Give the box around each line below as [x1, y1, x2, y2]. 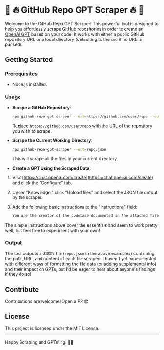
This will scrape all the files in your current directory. [12, 156, 118, 161]
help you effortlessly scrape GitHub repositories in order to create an [5, 26, 143, 32]
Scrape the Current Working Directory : [12, 137, 93, 143]
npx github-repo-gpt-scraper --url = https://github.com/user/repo [12, 114, 148, 119]
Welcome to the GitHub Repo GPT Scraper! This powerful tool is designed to [5, 20, 159, 26]
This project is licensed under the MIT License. [5, 325, 100, 331]
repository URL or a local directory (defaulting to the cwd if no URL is [5, 36, 142, 42]
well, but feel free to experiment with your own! [5, 227, 100, 233]
